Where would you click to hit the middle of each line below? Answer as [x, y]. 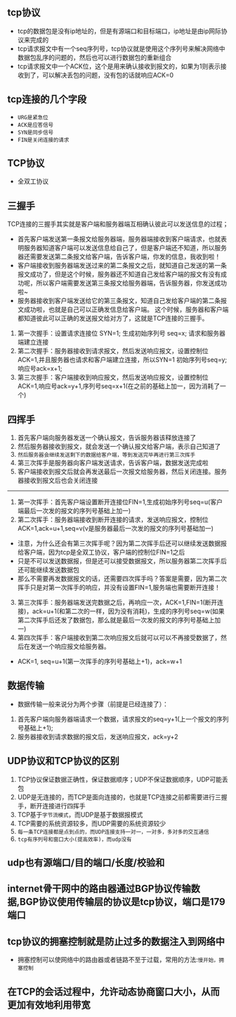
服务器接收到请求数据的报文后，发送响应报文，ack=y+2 [98, 736]
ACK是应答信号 [35, 125]
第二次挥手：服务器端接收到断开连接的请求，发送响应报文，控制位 [113, 519]
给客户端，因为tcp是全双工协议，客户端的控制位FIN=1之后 [101, 553]
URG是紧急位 [33, 117]
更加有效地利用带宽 [49, 1005]
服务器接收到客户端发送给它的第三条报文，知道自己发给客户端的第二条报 [122, 301]
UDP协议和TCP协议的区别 [63, 761]
